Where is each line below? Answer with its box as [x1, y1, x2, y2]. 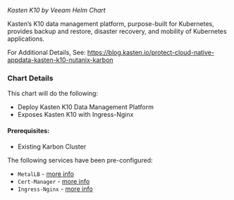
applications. [7, 35, 44, 43]
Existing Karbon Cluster [17, 142, 87, 151]
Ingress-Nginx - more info [17, 185, 93, 193]
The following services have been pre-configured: [7, 156, 153, 164]
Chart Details [7, 73, 54, 83]
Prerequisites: [7, 126, 50, 135]
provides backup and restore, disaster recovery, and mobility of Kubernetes [7, 27, 227, 35]
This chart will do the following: [7, 89, 99, 98]
